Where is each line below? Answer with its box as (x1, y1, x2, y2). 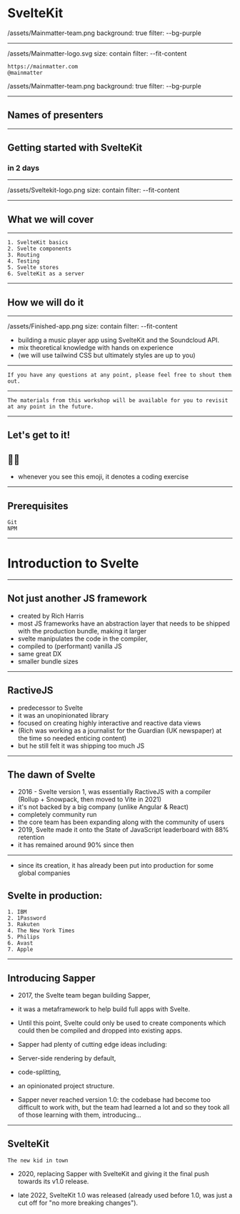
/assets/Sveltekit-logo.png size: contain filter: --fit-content (7, 186, 180, 194)
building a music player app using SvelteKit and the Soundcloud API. (17, 336, 220, 344)
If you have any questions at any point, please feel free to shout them (7, 371, 232, 379)
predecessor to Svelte (17, 703, 84, 712)
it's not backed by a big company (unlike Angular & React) (17, 803, 189, 811)
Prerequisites (7, 500, 69, 512)
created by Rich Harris (17, 611, 84, 620)
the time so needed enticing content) (17, 733, 127, 742)
